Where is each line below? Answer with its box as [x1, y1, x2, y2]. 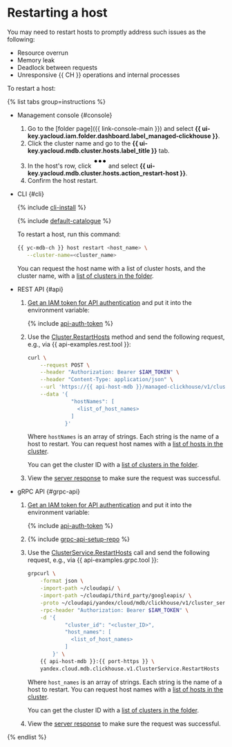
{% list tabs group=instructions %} [7, 97, 106, 105]
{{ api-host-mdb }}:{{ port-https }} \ [40, 658, 155, 665]
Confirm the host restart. [27, 176, 98, 184]
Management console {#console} [17, 111, 113, 119]
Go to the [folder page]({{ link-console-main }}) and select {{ [27, 124, 202, 132]
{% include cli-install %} [17, 203, 86, 211]
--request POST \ [40, 362, 90, 369]
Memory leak [17, 55, 55, 64]
